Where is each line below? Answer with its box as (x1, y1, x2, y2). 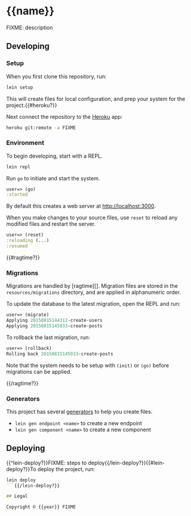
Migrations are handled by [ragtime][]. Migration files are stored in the (6, 282, 178, 290)
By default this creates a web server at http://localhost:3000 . (6, 202, 156, 210)
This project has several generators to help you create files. (6, 408, 153, 415)
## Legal (6, 493, 28, 499)
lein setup (6, 84, 33, 90)
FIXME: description (6, 24, 53, 31)
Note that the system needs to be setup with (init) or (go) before (6, 361, 169, 368)
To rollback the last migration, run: (6, 333, 91, 341)
